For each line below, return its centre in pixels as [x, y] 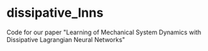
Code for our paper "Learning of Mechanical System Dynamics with [104, 32]
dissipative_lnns [55, 13]
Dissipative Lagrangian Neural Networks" [66, 39]
